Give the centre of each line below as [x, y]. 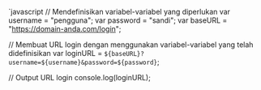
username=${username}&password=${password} [83, 62]
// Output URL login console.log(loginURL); [80, 77]
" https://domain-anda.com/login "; [65, 29]
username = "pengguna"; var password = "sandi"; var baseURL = [118, 20]
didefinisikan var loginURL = [56, 53]
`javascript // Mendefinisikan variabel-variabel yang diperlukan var [120, 12]
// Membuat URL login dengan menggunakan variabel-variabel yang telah [131, 45]
